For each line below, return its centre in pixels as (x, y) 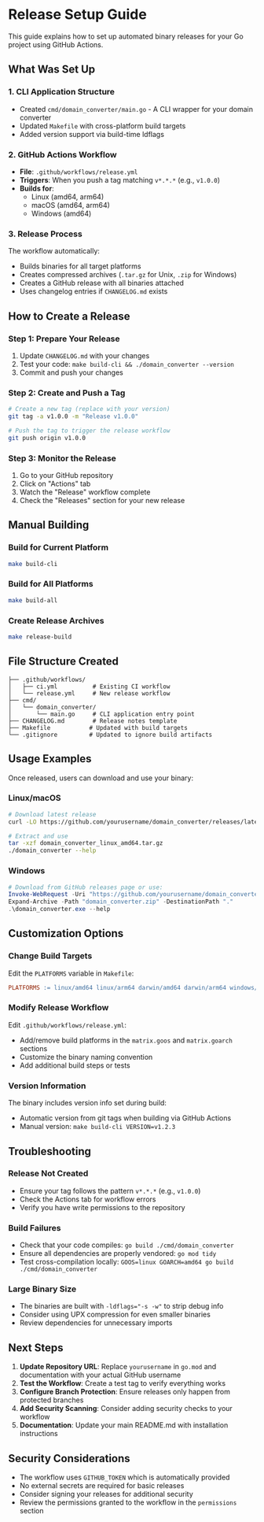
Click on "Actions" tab (55, 483)
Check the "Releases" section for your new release (102, 500)
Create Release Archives (56, 620)
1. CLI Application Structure (62, 92)
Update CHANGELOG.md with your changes (84, 355)
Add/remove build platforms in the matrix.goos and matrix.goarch (126, 1040)
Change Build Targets (50, 956)
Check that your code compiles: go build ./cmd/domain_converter (126, 1245)
